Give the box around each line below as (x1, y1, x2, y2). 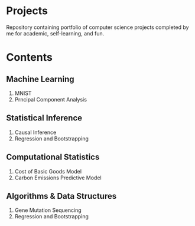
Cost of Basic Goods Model (14, 168, 82, 175)
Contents (6, 51, 53, 64)
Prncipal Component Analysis (14, 96, 87, 103)
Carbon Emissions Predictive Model (14, 174, 102, 181)
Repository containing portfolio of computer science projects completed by (6, 24, 189, 31)
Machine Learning (6, 74, 75, 84)
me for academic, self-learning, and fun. (6, 30, 105, 37)
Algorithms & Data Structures (6, 191, 117, 201)
